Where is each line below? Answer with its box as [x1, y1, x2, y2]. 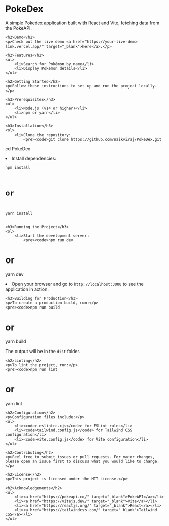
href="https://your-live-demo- [73, 39, 139, 45]
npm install [5, 165, 30, 170]
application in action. [5, 286, 49, 292]
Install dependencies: [12, 155, 57, 161]
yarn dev [5, 271, 24, 277]
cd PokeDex [5, 145, 30, 152]
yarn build [5, 338, 26, 344]
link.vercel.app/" [5, 43, 44, 49]
